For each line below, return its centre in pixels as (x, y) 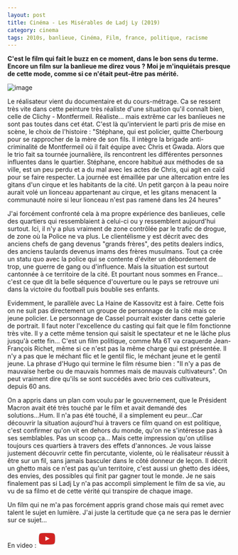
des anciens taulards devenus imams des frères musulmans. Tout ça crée (115, 251)
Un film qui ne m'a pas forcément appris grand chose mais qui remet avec (116, 505)
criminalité (22, 147)
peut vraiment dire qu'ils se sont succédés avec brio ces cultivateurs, (109, 379)
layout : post (27, 15)
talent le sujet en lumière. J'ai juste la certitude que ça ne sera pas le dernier (119, 512)
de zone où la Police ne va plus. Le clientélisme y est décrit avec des (108, 237)
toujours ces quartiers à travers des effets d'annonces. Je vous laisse (109, 446)
